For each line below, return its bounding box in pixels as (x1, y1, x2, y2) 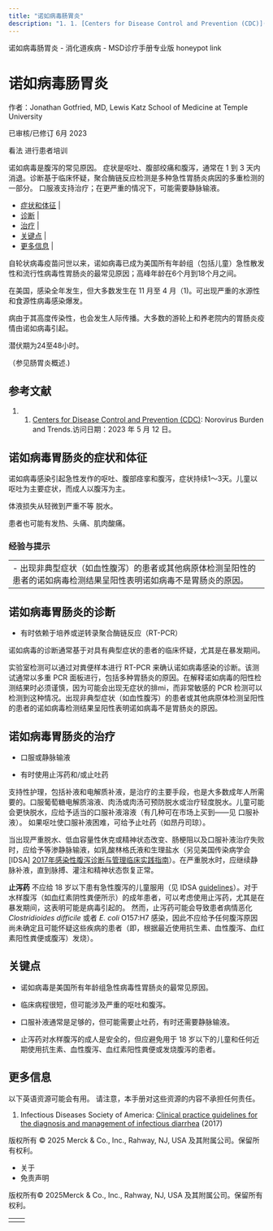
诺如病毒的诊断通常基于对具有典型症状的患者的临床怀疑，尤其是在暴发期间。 (8, 645, 265, 655)
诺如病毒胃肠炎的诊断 (8, 605, 115, 618)
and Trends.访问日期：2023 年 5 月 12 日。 (32, 424, 176, 435)
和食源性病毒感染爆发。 (8, 296, 87, 306)
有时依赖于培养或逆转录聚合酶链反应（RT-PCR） (19, 628, 183, 638)
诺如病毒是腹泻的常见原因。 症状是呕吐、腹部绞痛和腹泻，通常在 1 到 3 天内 (8, 163, 262, 173)
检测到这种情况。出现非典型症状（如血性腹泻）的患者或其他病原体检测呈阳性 (8, 693, 265, 703)
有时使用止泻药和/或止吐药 (19, 769, 109, 779)
